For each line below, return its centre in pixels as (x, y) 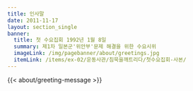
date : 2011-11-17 (33, 20)
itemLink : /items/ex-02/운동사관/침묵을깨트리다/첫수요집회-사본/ (100, 60)
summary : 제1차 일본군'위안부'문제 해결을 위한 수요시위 (85, 47)
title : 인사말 (26, 14)
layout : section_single (42, 27)
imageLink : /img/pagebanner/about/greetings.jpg (87, 54)
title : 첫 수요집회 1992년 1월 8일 (60, 40)
